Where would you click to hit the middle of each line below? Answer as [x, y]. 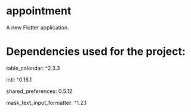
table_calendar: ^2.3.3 [33, 68]
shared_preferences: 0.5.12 [39, 91]
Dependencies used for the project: [96, 52]
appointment [39, 11]
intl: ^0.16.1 [19, 79]
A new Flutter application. [38, 27]
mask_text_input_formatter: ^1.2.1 [47, 102]
